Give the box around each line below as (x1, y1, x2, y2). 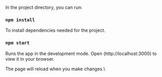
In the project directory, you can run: (5, 5, 83, 10)
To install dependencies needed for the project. (5, 28, 106, 34)
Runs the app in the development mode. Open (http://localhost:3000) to (5, 50, 157, 57)
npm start (5, 40, 30, 46)
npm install (5, 17, 35, 22)
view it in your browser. (5, 56, 55, 62)
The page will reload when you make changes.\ (5, 66, 106, 72)
